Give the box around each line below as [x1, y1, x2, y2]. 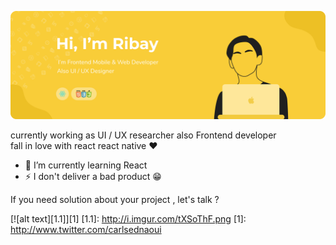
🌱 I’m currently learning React [24, 159, 148, 171]
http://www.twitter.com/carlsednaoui [10, 224, 162, 236]
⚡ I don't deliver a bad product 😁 [24, 171, 162, 183]
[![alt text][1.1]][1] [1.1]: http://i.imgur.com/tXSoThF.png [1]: [10, 213, 247, 225]
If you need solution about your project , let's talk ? [10, 194, 220, 206]
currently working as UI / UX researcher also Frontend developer [10, 129, 277, 141]
